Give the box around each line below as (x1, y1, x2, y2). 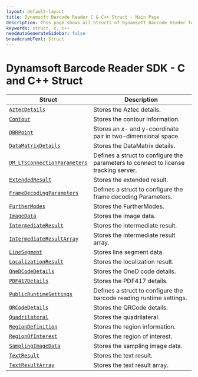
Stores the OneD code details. (93, 267, 176, 275)
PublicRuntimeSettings (9, 291, 72, 297)
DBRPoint (9, 129, 34, 136)
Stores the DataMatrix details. (93, 141, 176, 149)
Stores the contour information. (93, 115, 180, 123)
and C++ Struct (6, 74, 83, 87)
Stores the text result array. (93, 361, 169, 369)
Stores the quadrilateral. (93, 313, 160, 321)
